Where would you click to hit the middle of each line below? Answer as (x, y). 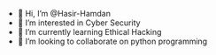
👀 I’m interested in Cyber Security (79, 23)
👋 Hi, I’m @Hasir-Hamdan (64, 14)
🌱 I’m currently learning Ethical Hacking (89, 32)
